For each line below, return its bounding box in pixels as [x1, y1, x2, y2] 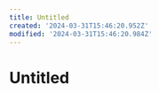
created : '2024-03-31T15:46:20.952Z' [9, 21, 149, 30]
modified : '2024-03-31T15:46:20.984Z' [9, 29, 153, 38]
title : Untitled [9, 12, 69, 22]
